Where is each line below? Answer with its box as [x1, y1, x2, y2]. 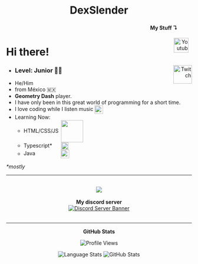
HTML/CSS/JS [23, 128, 59, 135]
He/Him [14, 80, 34, 87]
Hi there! [6, 45, 49, 58]
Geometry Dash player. [14, 93, 72, 100]
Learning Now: [14, 113, 51, 121]
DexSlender [70, 4, 128, 17]
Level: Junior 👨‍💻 [14, 66, 62, 74]
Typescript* [23, 142, 52, 149]
